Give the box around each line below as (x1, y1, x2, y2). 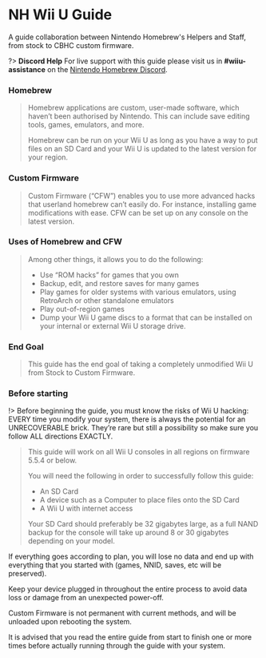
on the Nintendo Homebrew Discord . (47, 64, 168, 74)
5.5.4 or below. (27, 455, 77, 466)
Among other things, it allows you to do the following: (27, 254, 204, 264)
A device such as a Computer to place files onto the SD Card (39, 495, 240, 505)
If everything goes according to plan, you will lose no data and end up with (8, 551, 254, 562)
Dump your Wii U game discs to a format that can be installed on (39, 313, 253, 322)
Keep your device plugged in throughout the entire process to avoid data (8, 584, 248, 594)
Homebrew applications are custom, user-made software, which (27, 103, 240, 113)
